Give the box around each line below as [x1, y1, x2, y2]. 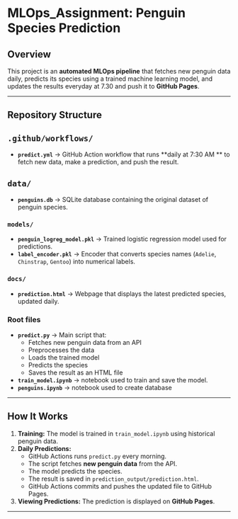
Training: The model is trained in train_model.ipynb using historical [17, 429, 215, 438]
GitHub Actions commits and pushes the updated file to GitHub [28, 481, 212, 490]
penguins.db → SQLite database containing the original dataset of [17, 195, 209, 204]
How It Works [7, 411, 69, 423]
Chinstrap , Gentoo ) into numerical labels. [17, 257, 136, 266]
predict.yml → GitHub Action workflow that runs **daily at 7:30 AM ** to [17, 150, 230, 159]
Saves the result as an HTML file [28, 368, 123, 377]
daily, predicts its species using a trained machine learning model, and [7, 74, 212, 83]
